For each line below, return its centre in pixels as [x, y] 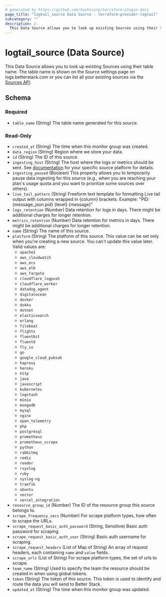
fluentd [27, 342]
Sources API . [18, 82]
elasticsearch [34, 316]
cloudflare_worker [39, 284]
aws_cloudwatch [35, 258]
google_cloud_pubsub [41, 358]
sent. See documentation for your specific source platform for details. [83, 168]
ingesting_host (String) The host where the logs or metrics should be [83, 162]
